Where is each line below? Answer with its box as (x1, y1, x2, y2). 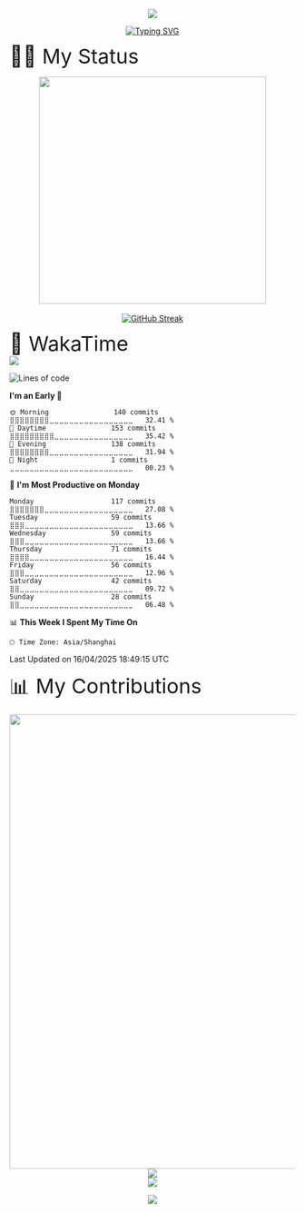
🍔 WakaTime (9, 331, 129, 356)
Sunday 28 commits (9, 592, 152, 602)
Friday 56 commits (9, 561, 152, 570)
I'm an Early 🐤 (9, 391, 63, 401)
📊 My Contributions (9, 673, 202, 699)
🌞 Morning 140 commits (9, 408, 159, 417)
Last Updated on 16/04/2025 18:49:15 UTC (9, 654, 170, 664)
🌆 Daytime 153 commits (9, 423, 156, 433)
